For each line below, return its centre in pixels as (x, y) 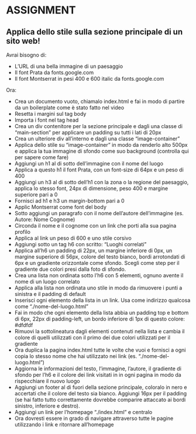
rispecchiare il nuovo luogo (47, 381)
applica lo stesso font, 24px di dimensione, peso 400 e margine (91, 188)
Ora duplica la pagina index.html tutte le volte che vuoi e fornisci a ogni (100, 350)
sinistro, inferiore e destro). (47, 406)
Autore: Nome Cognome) (45, 219)
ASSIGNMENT (41, 10)
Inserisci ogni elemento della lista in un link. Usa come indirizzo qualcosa (102, 300)
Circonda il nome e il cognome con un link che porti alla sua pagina (95, 225)
